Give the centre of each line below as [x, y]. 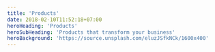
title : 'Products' [33, 13]
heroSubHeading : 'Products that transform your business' [91, 32]
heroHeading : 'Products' [42, 26]
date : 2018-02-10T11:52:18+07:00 [55, 20]
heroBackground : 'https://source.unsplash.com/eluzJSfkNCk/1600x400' [108, 38]
